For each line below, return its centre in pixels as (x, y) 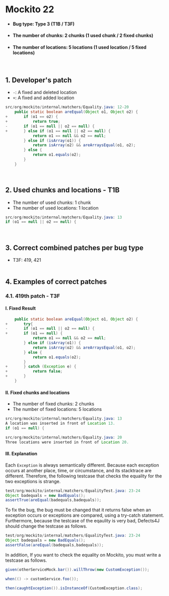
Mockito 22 (30, 9)
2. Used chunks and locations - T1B (63, 190)
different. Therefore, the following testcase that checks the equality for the (84, 476)
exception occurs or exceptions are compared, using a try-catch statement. (85, 515)
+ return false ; (34, 372)
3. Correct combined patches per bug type (75, 248)
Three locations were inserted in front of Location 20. (67, 442)
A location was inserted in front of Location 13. (60, 423)
